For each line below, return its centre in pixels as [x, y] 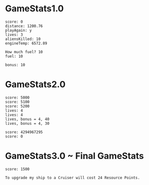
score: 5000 [17, 97]
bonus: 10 [15, 65]
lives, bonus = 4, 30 [27, 123]
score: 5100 [17, 102]
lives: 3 [14, 35]
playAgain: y [19, 30]
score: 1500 [17, 169]
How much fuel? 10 [24, 52]
